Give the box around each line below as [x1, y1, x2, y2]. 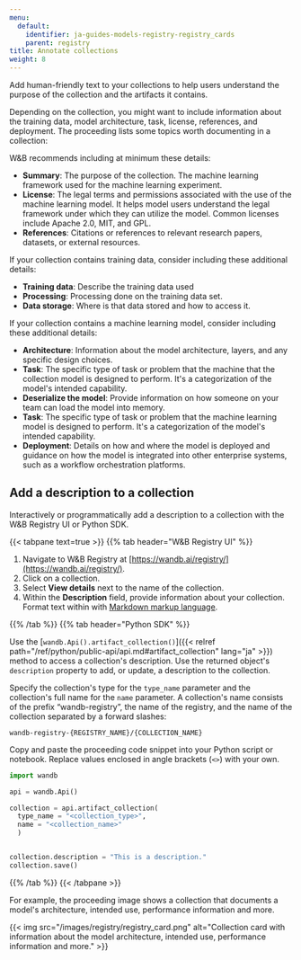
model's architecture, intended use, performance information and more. [9, 904, 276, 915]
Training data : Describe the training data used [22, 281, 195, 292]
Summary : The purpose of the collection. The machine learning [22, 170, 259, 181]
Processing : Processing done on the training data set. [22, 291, 223, 301]
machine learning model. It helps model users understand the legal [22, 199, 270, 209]
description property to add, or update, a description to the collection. [9, 664, 271, 675]
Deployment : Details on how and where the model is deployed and [22, 440, 270, 450]
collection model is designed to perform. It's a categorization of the [22, 374, 272, 384]
